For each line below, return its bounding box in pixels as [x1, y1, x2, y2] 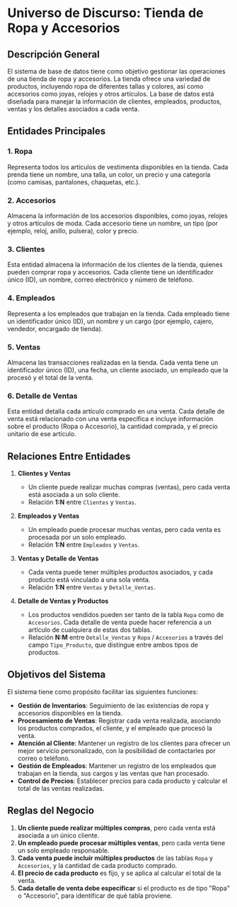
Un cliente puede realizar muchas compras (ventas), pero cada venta [28, 482, 231, 491]
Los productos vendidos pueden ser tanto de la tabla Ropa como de [28, 610, 224, 618]
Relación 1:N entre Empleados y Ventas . [28, 540, 140, 549]
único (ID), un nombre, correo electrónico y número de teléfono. [7, 275, 195, 284]
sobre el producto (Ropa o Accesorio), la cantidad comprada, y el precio [7, 422, 218, 430]
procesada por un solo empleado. [28, 533, 127, 541]
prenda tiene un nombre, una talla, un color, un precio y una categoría [7, 170, 211, 179]
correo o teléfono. [17, 754, 71, 762]
